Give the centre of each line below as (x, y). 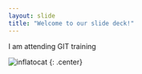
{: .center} (66, 62)
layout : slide (32, 16)
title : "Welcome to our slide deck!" (71, 23)
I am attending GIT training (52, 46)
